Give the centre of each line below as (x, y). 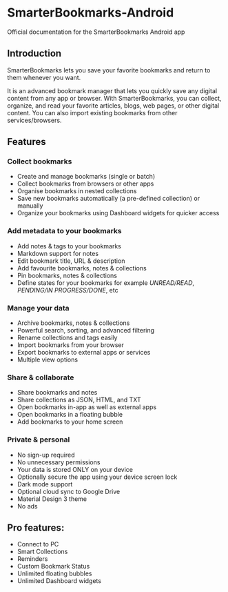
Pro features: (36, 528)
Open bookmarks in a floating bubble (70, 415)
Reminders (32, 559)
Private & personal (39, 440)
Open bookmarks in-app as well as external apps (87, 407)
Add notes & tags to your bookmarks (69, 246)
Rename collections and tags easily (67, 338)
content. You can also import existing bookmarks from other (92, 112)
